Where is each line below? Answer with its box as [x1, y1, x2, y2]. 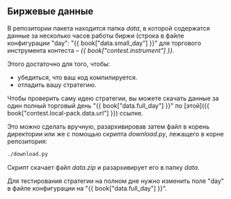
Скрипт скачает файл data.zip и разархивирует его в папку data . [7, 163, 200, 171]
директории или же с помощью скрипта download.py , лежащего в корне [7, 129, 224, 138]
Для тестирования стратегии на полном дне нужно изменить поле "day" [7, 177, 225, 185]
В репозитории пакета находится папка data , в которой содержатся [7, 24, 210, 32]
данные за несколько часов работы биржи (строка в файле [7, 31, 184, 40]
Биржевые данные [7, 6, 94, 17]
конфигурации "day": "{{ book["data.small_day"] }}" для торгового [7, 38, 202, 47]
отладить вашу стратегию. [17, 80, 97, 89]
